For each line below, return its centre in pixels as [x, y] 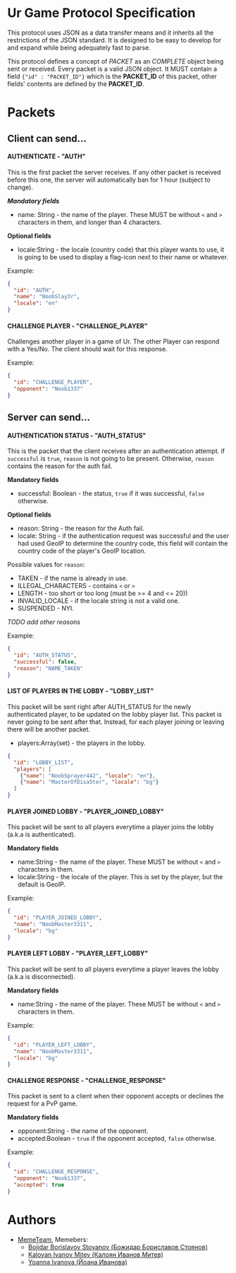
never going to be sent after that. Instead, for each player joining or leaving [116, 722]
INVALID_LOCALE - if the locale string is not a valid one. [98, 601]
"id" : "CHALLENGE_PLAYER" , [53, 382]
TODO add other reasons [44, 622]
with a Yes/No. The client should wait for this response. [87, 349]
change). [20, 187]
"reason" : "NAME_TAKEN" [48, 669]
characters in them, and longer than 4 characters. [89, 222]
